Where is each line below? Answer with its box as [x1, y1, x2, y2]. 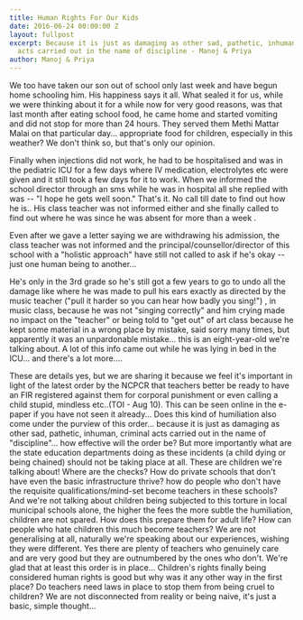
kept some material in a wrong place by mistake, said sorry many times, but [9, 324, 290, 335]
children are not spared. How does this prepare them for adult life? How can [9, 514, 291, 524]
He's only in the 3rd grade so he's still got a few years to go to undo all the [9, 276, 286, 287]
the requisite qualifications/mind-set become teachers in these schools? [9, 486, 278, 496]
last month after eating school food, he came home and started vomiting [9, 109, 278, 119]
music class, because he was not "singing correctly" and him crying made [9, 305, 286, 316]
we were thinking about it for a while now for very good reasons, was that [9, 99, 283, 109]
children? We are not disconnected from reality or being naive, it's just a [9, 591, 277, 601]
